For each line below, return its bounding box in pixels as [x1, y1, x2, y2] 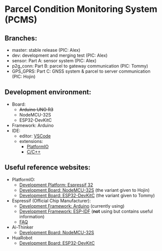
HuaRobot [11, 235, 33, 241]
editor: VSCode [19, 133, 51, 139]
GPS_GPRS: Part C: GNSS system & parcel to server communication [11, 68, 151, 74]
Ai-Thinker [11, 224, 34, 230]
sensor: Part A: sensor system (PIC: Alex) [11, 58, 97, 63]
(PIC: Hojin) [11, 74, 36, 79]
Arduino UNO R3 [19, 106, 54, 113]
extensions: [19, 138, 43, 144]
